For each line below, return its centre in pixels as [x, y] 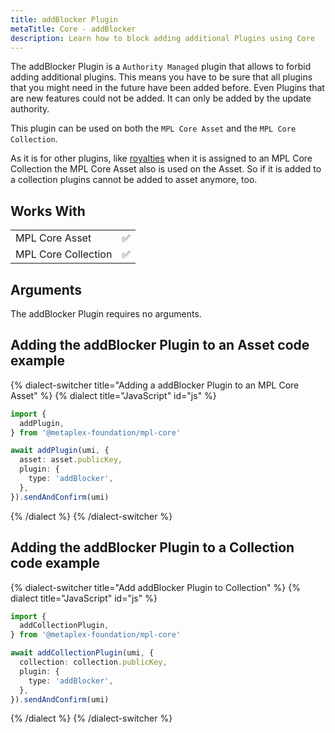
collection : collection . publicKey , [93, 662]
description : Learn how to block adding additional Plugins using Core [162, 38]
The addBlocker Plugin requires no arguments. [106, 314]
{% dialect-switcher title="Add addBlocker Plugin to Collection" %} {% [155, 587]
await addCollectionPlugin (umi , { [82, 653]
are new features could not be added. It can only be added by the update [161, 98]
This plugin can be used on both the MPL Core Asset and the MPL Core [153, 128]
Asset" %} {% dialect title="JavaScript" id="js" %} [113, 395]
